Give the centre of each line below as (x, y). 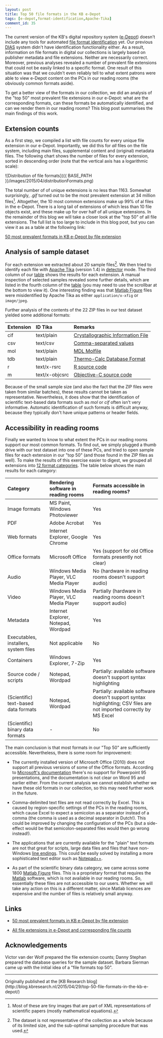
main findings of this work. (32, 113)
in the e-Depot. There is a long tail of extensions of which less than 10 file (78, 207)
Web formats (22, 537)
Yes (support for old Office (123, 551)
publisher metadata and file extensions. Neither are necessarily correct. (77, 58)
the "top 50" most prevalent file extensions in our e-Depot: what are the (77, 98)
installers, (18, 643)
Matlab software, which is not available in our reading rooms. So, (77, 878)
